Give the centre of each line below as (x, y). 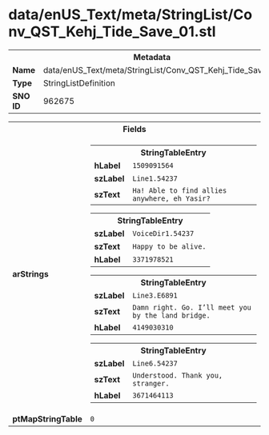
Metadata (152, 57)
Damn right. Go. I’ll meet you (192, 307)
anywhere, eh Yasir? (171, 198)
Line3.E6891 (155, 295)
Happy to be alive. (169, 246)
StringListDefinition (79, 83)
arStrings (31, 273)
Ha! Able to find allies (179, 190)
